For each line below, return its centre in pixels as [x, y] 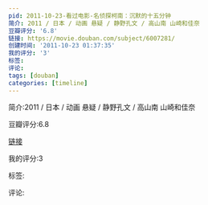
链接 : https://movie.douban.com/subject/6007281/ [92, 38]
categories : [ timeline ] [48, 83]
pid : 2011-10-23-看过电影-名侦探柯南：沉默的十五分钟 [90, 16]
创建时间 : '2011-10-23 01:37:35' [62, 46]
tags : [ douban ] [34, 76]
